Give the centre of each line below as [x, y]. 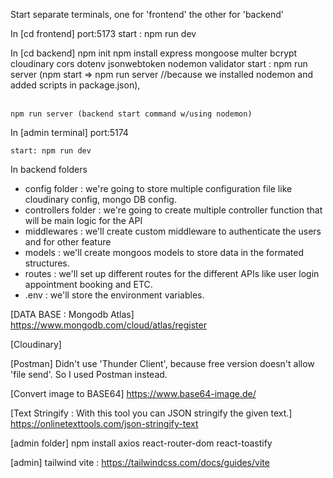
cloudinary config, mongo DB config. [100, 199]
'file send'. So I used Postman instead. [89, 374]
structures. [47, 263]
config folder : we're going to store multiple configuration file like [158, 188]
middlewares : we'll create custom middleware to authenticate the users [173, 231]
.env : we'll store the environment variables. [114, 295]
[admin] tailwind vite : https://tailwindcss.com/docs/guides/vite [140, 462]
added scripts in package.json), [75, 85]
